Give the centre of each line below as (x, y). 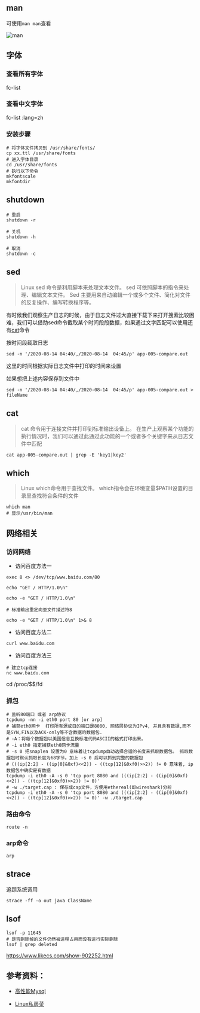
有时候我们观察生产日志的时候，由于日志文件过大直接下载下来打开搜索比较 (98, 315)
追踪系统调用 (22, 889)
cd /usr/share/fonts (32, 165)
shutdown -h (21, 237)
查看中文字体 (25, 104)
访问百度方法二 (33, 632)
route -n (17, 827)
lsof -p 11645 (24, 933)
